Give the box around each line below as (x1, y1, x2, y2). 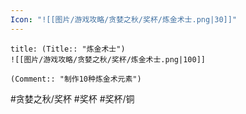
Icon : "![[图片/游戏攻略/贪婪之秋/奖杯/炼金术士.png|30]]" (10, 14, 238, 25)
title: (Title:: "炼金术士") (10, 44, 126, 54)
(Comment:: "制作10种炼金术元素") (10, 74, 142, 84)
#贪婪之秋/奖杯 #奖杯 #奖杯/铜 (10, 92, 135, 105)
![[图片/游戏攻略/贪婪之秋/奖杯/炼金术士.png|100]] (10, 54, 206, 65)
